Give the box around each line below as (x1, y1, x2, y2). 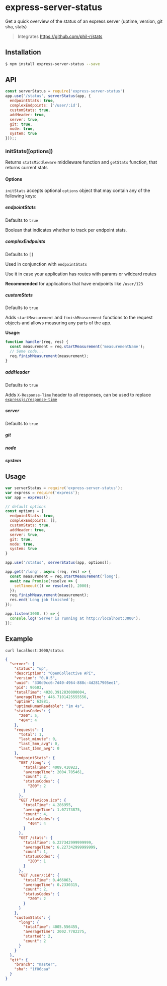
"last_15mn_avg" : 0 (18, 746, 59, 751)
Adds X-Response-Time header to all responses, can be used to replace (5, 391, 151, 398)
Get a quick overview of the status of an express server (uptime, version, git (5, 18, 163, 24)
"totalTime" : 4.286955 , (23, 802, 73, 807)
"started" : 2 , (23, 934, 53, 939)
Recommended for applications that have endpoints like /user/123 (5, 280, 143, 286)
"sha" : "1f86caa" (14, 967, 51, 972)
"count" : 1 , (23, 849, 49, 855)
